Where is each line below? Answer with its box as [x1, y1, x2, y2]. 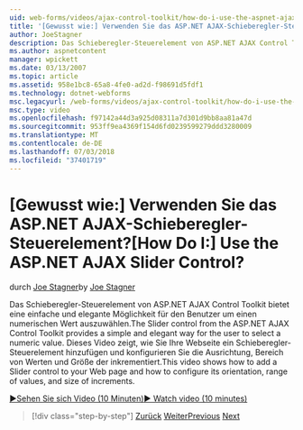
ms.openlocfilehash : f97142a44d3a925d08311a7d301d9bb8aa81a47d [9, 114, 252, 123]
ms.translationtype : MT [9, 131, 99, 140]
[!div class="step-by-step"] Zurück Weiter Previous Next [31, 411, 241, 422]
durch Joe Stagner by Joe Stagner [9, 281, 135, 293]
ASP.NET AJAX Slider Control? [9, 252, 245, 272]
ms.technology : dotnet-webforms [9, 88, 131, 97]
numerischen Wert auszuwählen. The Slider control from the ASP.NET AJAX [9, 318, 290, 329]
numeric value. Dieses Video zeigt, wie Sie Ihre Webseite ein [9, 337, 234, 348]
